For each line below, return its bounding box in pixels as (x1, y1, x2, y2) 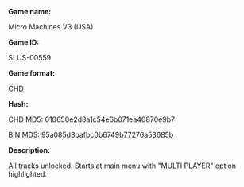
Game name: (8, 7, 52, 16)
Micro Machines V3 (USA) (8, 22, 94, 31)
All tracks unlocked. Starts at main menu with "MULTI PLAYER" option (8, 161, 237, 170)
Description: (8, 146, 50, 154)
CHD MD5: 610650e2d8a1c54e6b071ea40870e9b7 (8, 115, 176, 124)
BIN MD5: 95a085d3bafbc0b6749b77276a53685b (8, 131, 174, 139)
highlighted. (8, 169, 48, 178)
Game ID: (8, 37, 40, 47)
